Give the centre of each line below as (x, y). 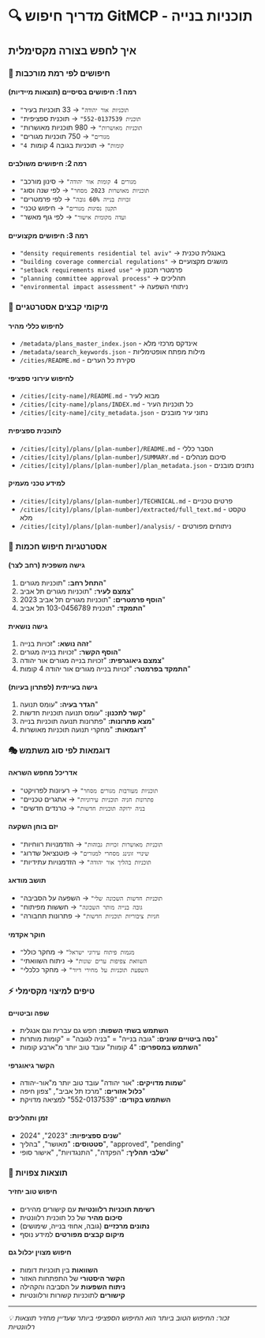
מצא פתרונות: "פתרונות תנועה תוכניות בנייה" (87, 722)
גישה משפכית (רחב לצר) (47, 565)
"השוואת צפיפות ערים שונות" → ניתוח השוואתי (83, 961)
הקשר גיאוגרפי (32, 1065)
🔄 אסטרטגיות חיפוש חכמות (58, 546)
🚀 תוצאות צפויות (38, 1173)
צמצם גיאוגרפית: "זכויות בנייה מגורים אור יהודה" (92, 661)
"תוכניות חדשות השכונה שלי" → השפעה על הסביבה (91, 898)
